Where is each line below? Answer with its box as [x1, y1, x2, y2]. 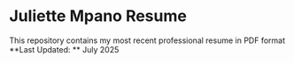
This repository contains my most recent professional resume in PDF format [9, 35, 286, 45]
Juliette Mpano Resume [9, 6, 188, 26]
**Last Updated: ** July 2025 [9, 44, 120, 54]
